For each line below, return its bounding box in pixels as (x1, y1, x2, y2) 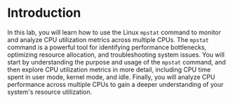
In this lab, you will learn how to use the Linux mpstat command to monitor (7, 28, 221, 36)
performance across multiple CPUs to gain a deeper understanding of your (7, 80, 224, 88)
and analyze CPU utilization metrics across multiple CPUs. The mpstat (7, 35, 209, 43)
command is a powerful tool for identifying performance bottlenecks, (7, 43, 207, 51)
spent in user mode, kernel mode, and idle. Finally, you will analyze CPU (7, 72, 215, 81)
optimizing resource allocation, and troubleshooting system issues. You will (7, 50, 225, 59)
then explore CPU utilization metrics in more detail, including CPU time (7, 65, 211, 74)
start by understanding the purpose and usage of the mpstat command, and (7, 57, 226, 66)
